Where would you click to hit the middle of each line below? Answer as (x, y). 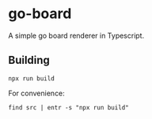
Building (29, 60)
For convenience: (36, 93)
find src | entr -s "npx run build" (68, 107)
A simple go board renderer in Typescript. (76, 35)
